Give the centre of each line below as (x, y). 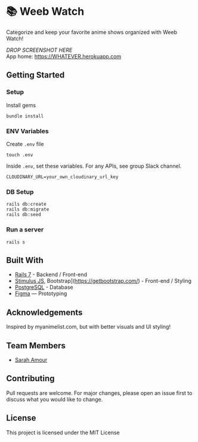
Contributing (30, 378)
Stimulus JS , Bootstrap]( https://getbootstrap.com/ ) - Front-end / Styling (103, 281)
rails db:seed (24, 215)
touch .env (20, 155)
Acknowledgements (44, 312)
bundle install (25, 116)
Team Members (36, 346)
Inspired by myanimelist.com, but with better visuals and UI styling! (89, 327)
